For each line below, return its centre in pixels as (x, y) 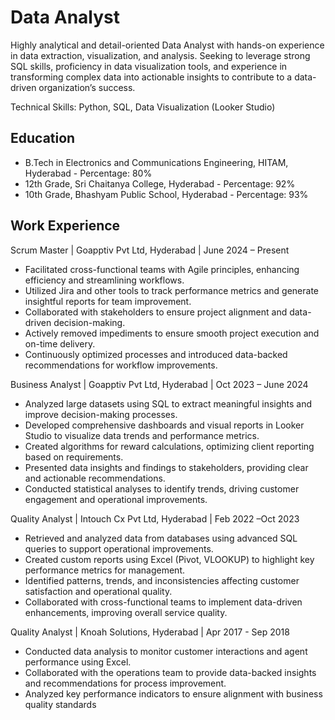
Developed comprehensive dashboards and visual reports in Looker (164, 425)
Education (43, 138)
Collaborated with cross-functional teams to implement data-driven (163, 602)
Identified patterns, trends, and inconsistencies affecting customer (162, 580)
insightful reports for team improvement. (108, 301)
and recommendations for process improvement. (125, 683)
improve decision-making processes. (101, 414)
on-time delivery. (60, 343)
